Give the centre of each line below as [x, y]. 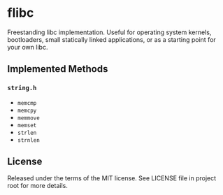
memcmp [27, 103]
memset [27, 125]
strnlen [28, 140]
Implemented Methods [58, 69]
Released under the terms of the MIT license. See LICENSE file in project [112, 178]
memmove [28, 118]
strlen [27, 133]
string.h [22, 88]
